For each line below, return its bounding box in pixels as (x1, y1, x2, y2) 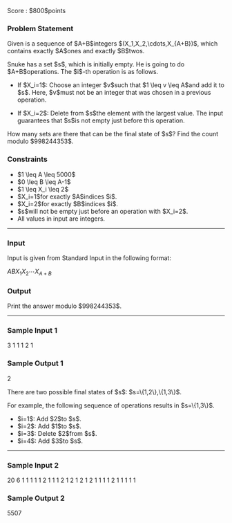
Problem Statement (7, 24, 74, 33)
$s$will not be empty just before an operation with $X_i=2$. (17, 207, 188, 215)
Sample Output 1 (7, 358, 64, 368)
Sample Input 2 (7, 460, 59, 470)
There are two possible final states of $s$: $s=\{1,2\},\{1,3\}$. (7, 387, 182, 396)
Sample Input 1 (7, 325, 57, 335)
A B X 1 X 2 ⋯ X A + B (7, 267, 52, 277)
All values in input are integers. (17, 214, 106, 223)
